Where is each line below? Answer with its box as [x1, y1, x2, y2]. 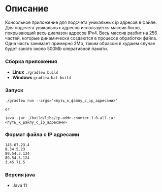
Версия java [5, 171, 35, 178]
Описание [5, 3, 49, 14]
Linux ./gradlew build [12, 69, 59, 75]
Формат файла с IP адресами [5, 131, 80, 138]
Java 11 [12, 183, 27, 189]
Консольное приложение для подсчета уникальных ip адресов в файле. [5, 19, 157, 25]
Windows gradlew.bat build [12, 75, 71, 81]
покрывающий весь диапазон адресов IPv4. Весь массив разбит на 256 [5, 30, 158, 36]
